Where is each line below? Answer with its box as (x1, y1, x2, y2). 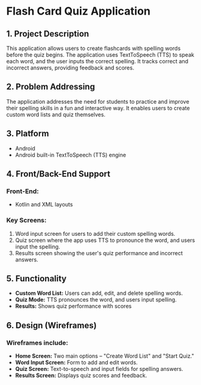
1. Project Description (6, 29, 90, 39)
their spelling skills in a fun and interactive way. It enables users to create (6, 104, 190, 111)
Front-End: (6, 187, 40, 196)
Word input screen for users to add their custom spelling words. (15, 230, 175, 237)
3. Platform (6, 129, 49, 139)
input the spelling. (15, 242, 60, 250)
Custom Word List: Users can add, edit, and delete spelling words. (15, 289, 183, 297)
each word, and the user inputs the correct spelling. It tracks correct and (6, 58, 189, 65)
